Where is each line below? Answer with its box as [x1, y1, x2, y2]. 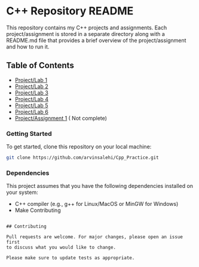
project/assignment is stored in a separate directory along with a [6, 30, 166, 37]
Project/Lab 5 [14, 102, 48, 109]
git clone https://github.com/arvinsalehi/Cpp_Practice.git [6, 154, 160, 161]
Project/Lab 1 [14, 76, 48, 83]
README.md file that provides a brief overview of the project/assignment [6, 37, 186, 44]
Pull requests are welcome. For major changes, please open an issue [6, 234, 183, 240]
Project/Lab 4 [14, 95, 49, 102]
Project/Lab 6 [14, 108, 49, 115]
